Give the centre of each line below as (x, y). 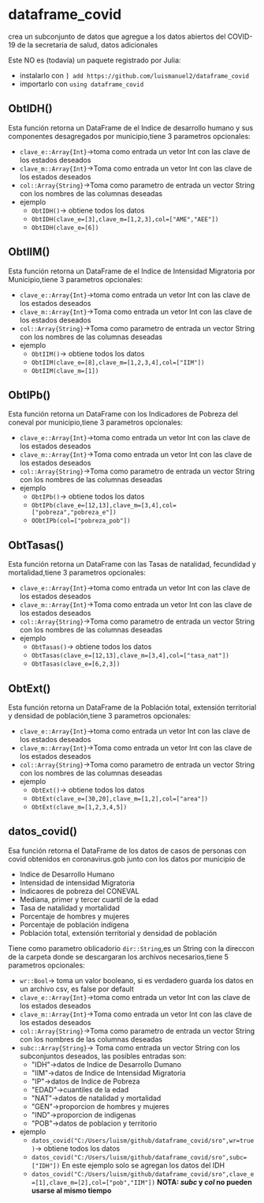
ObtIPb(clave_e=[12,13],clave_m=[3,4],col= (104, 506)
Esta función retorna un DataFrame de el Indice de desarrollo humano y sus (131, 127)
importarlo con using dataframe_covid (82, 84)
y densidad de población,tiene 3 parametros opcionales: (100, 716)
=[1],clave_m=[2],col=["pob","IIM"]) (93, 1182)
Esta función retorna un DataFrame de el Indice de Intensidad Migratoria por (132, 271)
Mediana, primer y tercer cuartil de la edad (89, 899)
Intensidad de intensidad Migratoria (77, 882)
